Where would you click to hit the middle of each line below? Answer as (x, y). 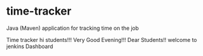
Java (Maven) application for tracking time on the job (73, 28)
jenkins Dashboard (30, 46)
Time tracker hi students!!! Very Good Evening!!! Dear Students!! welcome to (102, 40)
